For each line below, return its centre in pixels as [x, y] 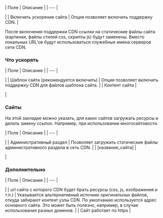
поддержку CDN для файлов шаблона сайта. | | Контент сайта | [71, 85]
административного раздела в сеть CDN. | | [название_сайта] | [71, 147]
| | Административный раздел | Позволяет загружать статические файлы [81, 142]
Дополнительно [25, 170]
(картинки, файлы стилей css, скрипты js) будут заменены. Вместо [75, 37]
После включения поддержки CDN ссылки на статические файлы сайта [80, 32]
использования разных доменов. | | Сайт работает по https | [68, 210]
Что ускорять [22, 60]
